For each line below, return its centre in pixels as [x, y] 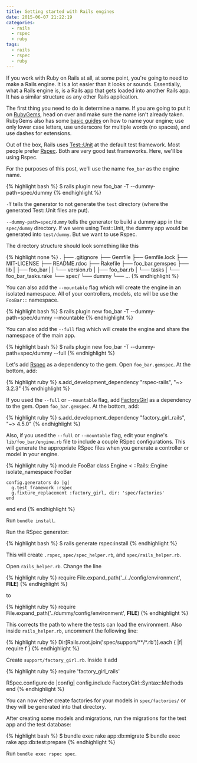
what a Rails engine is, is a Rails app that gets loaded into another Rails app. [98, 90]
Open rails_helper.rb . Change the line [54, 566]
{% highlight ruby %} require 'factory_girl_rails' [63, 671]
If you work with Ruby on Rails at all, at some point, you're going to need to [97, 78]
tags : [13, 45]
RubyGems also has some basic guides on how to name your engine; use [95, 120]
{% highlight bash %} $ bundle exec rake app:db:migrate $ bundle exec [93, 736]
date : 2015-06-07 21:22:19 [39, 17]
